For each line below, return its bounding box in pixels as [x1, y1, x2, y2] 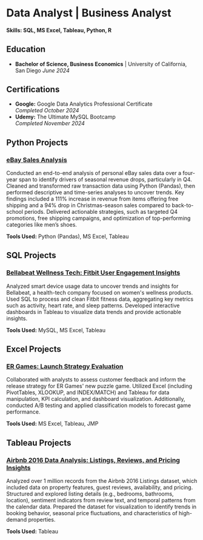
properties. [28, 516, 56, 524]
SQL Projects [6, 250, 56, 261]
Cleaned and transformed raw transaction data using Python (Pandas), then [6, 182, 196, 190]
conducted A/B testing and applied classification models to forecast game [6, 402, 191, 409]
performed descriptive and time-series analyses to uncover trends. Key [6, 189, 185, 196]
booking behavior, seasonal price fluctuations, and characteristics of [6, 510, 178, 517]
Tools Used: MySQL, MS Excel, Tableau [6, 326, 106, 333]
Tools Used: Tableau [6, 528, 59, 535]
